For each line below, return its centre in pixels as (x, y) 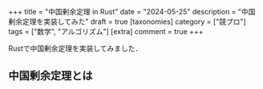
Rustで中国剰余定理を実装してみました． (75, 48)
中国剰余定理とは (51, 76)
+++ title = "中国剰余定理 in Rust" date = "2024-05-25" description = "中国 (132, 12)
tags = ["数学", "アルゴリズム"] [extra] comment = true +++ (106, 31)
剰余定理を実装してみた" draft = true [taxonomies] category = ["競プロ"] (127, 21)
